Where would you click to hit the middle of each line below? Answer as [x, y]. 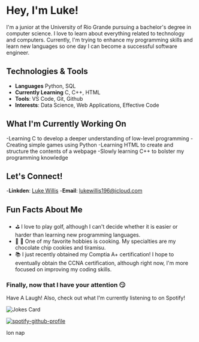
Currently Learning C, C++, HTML [58, 92]
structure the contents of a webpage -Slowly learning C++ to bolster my [95, 151]
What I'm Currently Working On [67, 124]
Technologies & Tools [47, 72]
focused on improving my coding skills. [63, 269]
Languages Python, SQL [45, 86]
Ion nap [16, 333]
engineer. [18, 52]
